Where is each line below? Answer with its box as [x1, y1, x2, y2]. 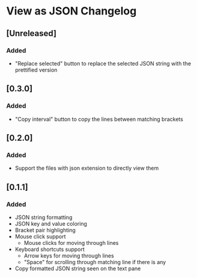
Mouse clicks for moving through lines [23, 239, 119, 246]
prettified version [14, 66, 58, 73]
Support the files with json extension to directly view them [14, 164, 159, 172]
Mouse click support [14, 233, 66, 240]
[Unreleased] [6, 28, 57, 39]
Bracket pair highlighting [14, 226, 76, 233]
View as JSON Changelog [6, 4, 137, 18]
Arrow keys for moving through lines [23, 252, 114, 259]
